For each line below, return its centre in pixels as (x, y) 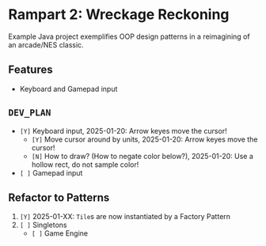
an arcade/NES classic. (46, 44)
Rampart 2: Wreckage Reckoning (119, 15)
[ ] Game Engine (60, 233)
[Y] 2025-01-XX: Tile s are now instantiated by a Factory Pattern (125, 217)
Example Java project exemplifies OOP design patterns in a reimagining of (129, 36)
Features (30, 70)
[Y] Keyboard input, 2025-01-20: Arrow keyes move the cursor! (123, 131)
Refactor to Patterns (59, 197)
